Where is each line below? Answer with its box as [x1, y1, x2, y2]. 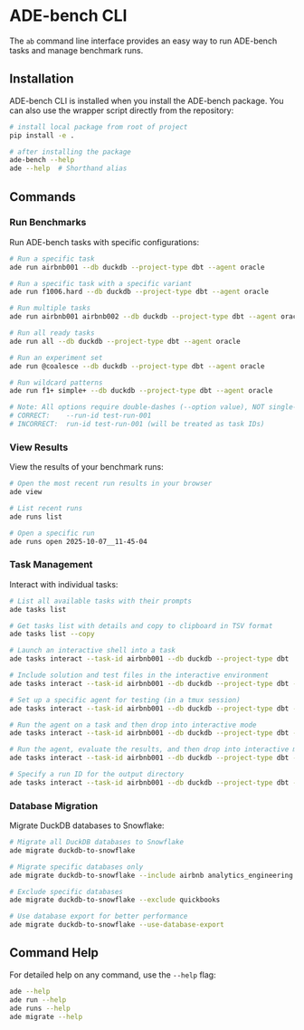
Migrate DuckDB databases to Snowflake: [9, 820, 165, 831]
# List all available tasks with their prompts [9, 596, 193, 606]
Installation [9, 72, 74, 87]
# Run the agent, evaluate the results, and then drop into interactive [9, 745, 290, 754]
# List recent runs [9, 503, 83, 512]
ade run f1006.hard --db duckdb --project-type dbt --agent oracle [9, 287, 270, 297]
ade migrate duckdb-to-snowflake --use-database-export [9, 920, 224, 930]
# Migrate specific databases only [9, 862, 144, 872]
